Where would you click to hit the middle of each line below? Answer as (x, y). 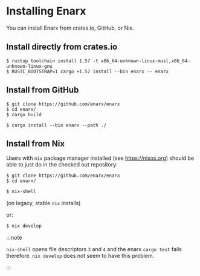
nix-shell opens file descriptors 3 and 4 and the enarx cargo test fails (94, 249)
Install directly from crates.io (62, 47)
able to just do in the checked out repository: (62, 165)
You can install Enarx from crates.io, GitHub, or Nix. (70, 28)
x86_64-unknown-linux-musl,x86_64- (145, 61)
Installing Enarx (46, 11)
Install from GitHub (43, 90)
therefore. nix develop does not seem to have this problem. (80, 256)
